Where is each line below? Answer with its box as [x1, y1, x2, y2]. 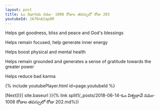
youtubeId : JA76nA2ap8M [5, 16, 54, 21]
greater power [5, 64, 34, 70]
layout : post [5, 7, 32, 12]
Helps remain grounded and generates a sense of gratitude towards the [5, 59, 152, 65]
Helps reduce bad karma [5, 73, 56, 79]
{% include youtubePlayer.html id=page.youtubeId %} [5, 83, 115, 89]
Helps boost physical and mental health [5, 49, 86, 55]
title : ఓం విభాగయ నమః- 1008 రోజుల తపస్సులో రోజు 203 [5, 12, 110, 17]
